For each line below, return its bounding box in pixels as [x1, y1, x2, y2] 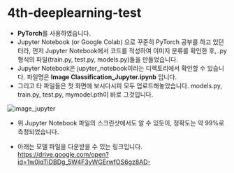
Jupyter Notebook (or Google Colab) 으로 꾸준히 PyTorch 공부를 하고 [17, 37, 212, 46]
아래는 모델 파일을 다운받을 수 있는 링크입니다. [17, 142, 143, 151]
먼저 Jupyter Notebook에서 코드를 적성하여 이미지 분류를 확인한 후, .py [32, 46, 227, 55]
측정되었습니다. [17, 127, 59, 136]
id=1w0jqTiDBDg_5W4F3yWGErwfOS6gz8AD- [17, 158, 152, 166]
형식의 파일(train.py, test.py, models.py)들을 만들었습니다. [17, 55, 178, 64]
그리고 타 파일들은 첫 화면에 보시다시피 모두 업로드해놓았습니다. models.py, [17, 81, 222, 90]
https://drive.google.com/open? [17, 150, 110, 158]
